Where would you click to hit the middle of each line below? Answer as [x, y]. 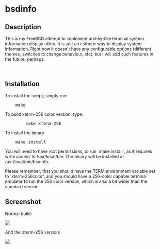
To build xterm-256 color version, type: [44, 114]
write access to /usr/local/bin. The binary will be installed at [64, 156]
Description [23, 27]
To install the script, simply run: [36, 95]
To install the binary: [25, 133]
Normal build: [19, 213]
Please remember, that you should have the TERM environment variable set [80, 171]
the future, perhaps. [25, 59]
